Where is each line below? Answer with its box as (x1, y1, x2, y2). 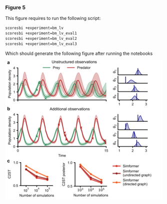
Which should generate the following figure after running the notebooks (5, 50, 153, 56)
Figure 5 (5, 4, 26, 11)
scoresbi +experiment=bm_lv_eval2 (5, 36, 77, 41)
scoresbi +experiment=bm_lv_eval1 (5, 31, 77, 36)
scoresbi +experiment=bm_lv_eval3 (5, 41, 77, 46)
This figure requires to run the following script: (5, 15, 101, 21)
